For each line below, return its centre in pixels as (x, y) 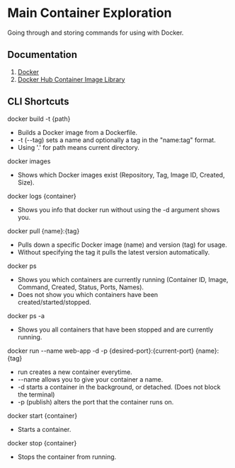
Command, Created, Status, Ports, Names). (80, 287)
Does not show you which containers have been (88, 294)
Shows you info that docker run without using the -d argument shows (119, 209)
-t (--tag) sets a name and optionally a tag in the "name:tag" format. (116, 140)
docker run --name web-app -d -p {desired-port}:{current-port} (101, 351)
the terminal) (36, 394)
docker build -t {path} (39, 119)
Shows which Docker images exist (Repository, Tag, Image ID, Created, (121, 175)
